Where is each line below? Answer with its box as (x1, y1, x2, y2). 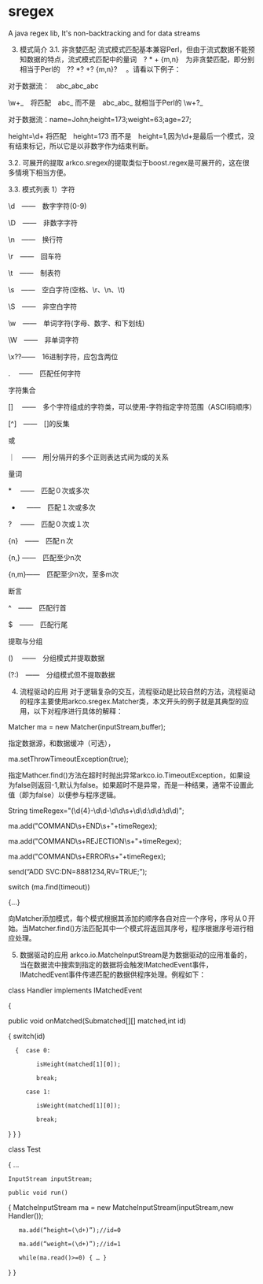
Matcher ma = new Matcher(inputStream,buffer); (8, 722, 166, 731)
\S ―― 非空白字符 (8, 302, 78, 311)
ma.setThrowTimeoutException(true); (8, 754, 129, 763)
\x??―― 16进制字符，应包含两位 (8, 351, 119, 361)
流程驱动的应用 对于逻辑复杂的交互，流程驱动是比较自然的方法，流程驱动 (19, 686, 256, 696)
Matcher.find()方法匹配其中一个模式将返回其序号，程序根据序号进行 (28, 923, 247, 933)
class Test (8, 1145, 42, 1154)
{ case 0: (15, 1046, 51, 1054)
